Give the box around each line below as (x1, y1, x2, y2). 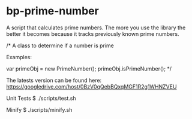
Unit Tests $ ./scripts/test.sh (6, 94, 76, 102)
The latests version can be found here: (6, 77, 102, 84)
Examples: (6, 53, 32, 60)
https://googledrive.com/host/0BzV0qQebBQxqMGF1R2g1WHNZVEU (6, 83, 177, 90)
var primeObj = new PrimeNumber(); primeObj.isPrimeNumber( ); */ (6, 65, 172, 72)
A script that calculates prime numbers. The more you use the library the (6, 24, 186, 31)
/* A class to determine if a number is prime (6, 42, 114, 49)
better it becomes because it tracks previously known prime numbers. (6, 30, 179, 37)
